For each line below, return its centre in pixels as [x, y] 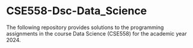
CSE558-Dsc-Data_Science [77, 11]
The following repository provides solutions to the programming [85, 27]
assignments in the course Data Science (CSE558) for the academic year [97, 33]
